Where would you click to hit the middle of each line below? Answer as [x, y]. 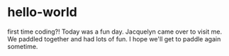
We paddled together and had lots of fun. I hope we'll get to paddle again [114, 38]
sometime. [23, 46]
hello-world [43, 12]
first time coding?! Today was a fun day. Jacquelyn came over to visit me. [114, 31]
